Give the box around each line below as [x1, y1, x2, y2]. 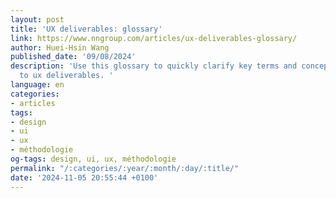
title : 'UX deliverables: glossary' [10, 24, 163, 34]
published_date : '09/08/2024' [10, 52, 137, 62]
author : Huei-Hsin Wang [10, 42, 110, 53]
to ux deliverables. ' [19, 71, 114, 81]
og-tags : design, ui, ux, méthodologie [10, 154, 177, 164]
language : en [10, 80, 65, 90]
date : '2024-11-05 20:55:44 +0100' [10, 172, 159, 183]
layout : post [10, 14, 65, 25]
